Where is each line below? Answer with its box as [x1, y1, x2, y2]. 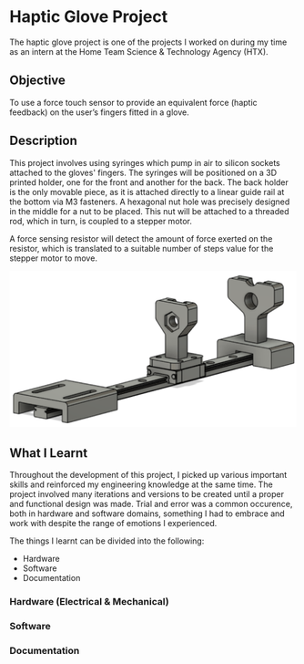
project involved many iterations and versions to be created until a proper [9, 489, 285, 500]
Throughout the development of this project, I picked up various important [9, 470, 288, 481]
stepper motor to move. [9, 253, 98, 264]
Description [9, 133, 77, 149]
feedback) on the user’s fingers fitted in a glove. [9, 107, 189, 118]
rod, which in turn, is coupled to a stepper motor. [9, 215, 193, 226]
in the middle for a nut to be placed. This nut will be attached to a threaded [9, 205, 289, 216]
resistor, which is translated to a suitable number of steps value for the [9, 243, 274, 254]
